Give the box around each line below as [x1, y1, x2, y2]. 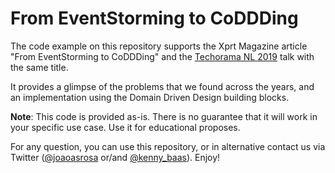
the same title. [10, 61, 69, 73]
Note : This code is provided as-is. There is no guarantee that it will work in [10, 110, 318, 122]
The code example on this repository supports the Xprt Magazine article [10, 40, 308, 52]
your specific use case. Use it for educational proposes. [10, 121, 241, 133]
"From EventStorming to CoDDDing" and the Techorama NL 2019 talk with [10, 50, 315, 62]
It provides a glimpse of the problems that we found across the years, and [10, 80, 315, 92]
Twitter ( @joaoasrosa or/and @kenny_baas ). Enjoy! [10, 151, 221, 163]
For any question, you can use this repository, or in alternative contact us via [10, 140, 326, 152]
